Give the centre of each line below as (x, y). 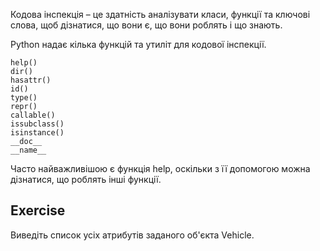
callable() (33, 115)
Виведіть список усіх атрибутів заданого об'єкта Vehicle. (132, 235)
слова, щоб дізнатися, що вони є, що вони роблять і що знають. (146, 25)
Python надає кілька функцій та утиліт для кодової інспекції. (138, 44)
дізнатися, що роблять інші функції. (86, 179)
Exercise (38, 210)
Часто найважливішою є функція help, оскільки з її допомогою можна (160, 168)
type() (24, 98)
